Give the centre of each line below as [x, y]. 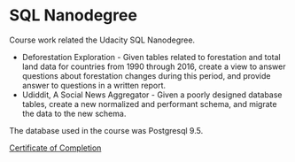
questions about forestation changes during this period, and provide [146, 75]
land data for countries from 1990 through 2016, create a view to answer [154, 66]
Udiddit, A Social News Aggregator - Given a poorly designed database [152, 95]
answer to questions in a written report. [94, 85]
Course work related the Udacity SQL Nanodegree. [102, 40]
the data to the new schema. [74, 113]
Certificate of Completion [55, 148]
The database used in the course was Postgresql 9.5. [106, 130]
